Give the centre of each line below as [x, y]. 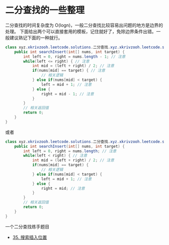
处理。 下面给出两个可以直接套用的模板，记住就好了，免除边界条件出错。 [81, 31]
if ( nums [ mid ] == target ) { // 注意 [69, 71]
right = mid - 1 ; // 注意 [67, 94]
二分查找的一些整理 [45, 10]
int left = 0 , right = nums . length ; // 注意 [70, 151]
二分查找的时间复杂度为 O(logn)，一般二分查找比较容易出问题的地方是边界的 [84, 25]
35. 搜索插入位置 [30, 237]
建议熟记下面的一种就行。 [36, 38]
